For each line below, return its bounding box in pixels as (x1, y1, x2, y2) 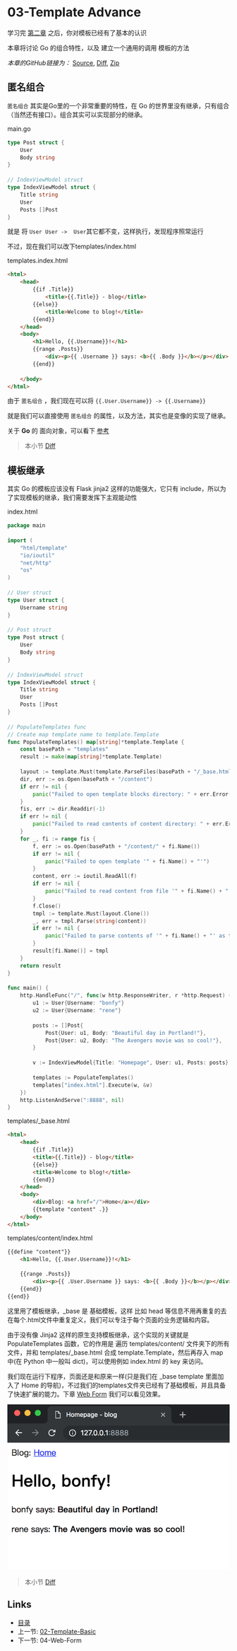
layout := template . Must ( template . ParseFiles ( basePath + (20, 768, 191, 775)
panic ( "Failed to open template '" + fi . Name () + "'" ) (44, 857, 210, 865)
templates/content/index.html (7, 1234, 93, 1242)
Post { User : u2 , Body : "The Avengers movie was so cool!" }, (44, 1037, 222, 1044)
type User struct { (7, 596, 65, 603)
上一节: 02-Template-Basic (17, 1627, 97, 1635)
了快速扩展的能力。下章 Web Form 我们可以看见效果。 (7, 1389, 164, 1398)
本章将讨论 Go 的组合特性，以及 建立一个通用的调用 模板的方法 (7, 43, 190, 52)
